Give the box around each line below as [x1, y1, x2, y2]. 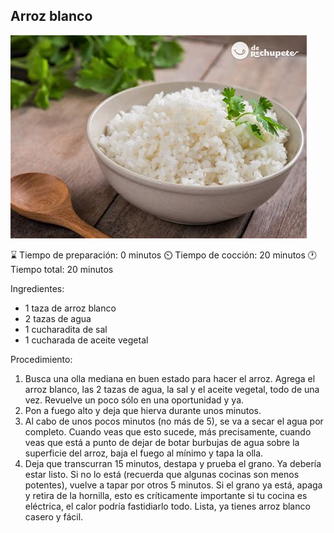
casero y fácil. [24, 510, 84, 523]
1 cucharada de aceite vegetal [24, 334, 149, 346]
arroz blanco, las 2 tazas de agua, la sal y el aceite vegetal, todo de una [24, 383, 320, 395]
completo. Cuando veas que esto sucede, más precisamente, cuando [24, 425, 312, 438]
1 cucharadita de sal [24, 323, 108, 335]
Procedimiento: [10, 353, 73, 365]
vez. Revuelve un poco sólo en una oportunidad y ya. [24, 394, 245, 406]
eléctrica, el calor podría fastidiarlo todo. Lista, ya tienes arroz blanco [24, 500, 311, 512]
